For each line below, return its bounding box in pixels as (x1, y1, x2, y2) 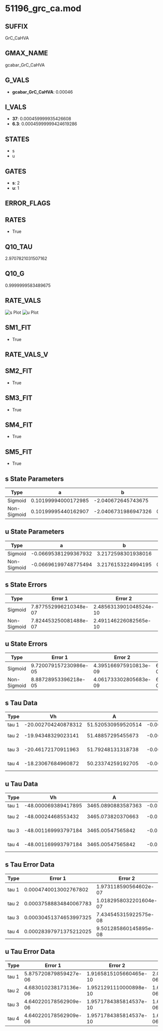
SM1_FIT (5, 324, 32, 332)
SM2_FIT (5, 367, 33, 375)
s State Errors (5, 581, 48, 589)
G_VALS (5, 76, 30, 84)
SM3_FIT (5, 394, 33, 402)
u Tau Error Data (5, 948, 55, 956)
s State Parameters (5, 475, 64, 483)
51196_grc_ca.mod (5, 3, 81, 14)
